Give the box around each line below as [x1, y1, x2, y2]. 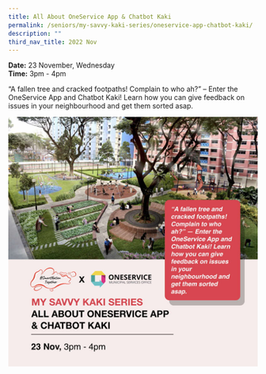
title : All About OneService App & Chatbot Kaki [8, 13, 172, 21]
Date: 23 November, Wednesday [8, 60, 115, 71]
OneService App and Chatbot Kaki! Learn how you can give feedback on [8, 93, 245, 102]
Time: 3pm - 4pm [8, 69, 66, 78]
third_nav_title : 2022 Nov [8, 38, 97, 46]
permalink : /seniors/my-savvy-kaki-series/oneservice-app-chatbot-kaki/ [8, 21, 253, 29]
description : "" [8, 29, 62, 37]
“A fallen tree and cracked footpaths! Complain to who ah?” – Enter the [8, 84, 239, 94]
